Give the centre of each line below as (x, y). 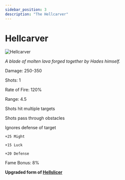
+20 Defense (17, 154)
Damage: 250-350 (24, 71)
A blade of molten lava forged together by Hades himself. (63, 61)
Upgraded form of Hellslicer (34, 172)
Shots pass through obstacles (35, 118)
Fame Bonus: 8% (22, 163)
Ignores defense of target (31, 128)
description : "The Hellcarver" (37, 14)
